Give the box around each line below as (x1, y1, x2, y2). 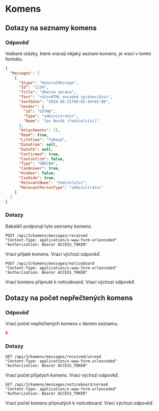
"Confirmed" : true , (18, 152, 60, 157)
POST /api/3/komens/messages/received (5, 233, 88, 238)
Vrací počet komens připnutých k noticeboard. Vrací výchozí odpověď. (5, 400, 154, 406)
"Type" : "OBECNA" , (18, 161, 58, 167)
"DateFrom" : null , (18, 142, 58, 147)
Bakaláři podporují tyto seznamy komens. (5, 223, 92, 229)
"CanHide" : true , (18, 175, 56, 180)
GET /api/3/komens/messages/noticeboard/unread (5, 382, 109, 387)
